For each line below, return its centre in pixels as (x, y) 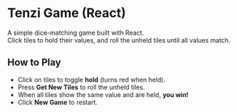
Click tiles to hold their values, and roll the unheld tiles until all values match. (119, 40)
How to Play (35, 63)
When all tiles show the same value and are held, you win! (103, 94)
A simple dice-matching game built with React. (76, 33)
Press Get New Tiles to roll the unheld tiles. (81, 87)
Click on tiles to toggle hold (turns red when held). (91, 79)
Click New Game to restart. (58, 102)
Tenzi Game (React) (67, 13)
